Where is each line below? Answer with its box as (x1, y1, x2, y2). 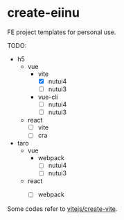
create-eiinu (7, 5, 80, 21)
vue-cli (37, 93, 58, 102)
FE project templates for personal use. (7, 28, 116, 36)
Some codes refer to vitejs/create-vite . (7, 204, 118, 213)
